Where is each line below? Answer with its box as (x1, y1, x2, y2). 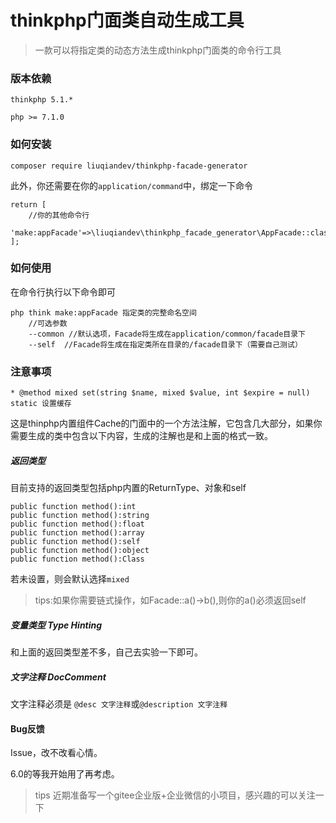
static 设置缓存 (10, 399, 72, 409)
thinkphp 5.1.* (10, 95, 74, 105)
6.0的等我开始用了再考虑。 (10, 768, 120, 780)
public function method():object (10, 546, 150, 556)
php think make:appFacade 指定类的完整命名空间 (10, 307, 197, 318)
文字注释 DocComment (10, 671, 107, 683)
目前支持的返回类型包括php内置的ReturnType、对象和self (10, 482, 247, 494)
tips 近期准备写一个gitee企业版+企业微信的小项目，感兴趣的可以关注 (34, 789, 316, 801)
